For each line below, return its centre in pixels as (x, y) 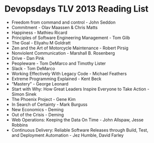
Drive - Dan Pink (28, 58)
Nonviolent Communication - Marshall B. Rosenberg (63, 53)
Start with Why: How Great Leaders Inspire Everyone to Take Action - (80, 89)
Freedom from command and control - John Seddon (63, 22)
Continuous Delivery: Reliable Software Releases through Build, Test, (80, 130)
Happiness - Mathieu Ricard (39, 32)
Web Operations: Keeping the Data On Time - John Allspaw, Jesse (77, 120)
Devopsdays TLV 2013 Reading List (77, 9)
